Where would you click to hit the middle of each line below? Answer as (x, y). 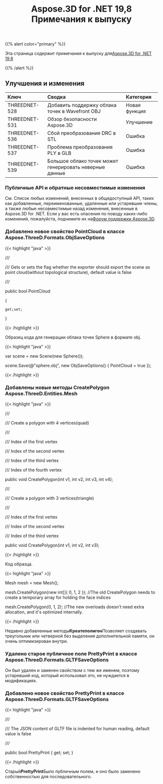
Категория (139, 97)
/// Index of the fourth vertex (33, 470)
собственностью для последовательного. (49, 777)
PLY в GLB (59, 153)
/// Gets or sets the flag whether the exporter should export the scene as (78, 267)
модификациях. (21, 681)
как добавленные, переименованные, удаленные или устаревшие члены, (81, 204)
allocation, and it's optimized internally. (44, 612)
